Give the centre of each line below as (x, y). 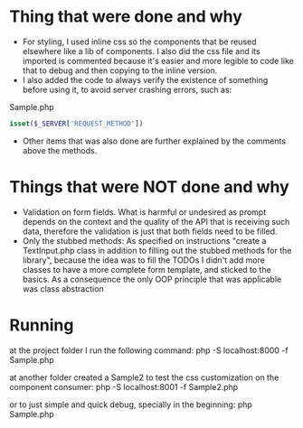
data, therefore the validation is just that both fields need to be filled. (150, 231)
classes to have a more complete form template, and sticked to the (147, 269)
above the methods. (60, 150)
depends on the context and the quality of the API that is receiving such (156, 221)
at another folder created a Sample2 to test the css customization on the (144, 377)
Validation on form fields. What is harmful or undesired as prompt (144, 212)
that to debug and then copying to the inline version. (120, 70)
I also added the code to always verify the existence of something (145, 79)
